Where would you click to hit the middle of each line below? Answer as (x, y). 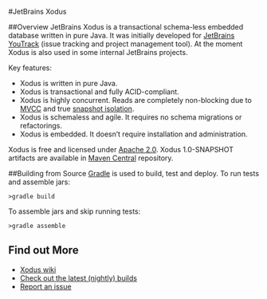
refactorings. (41, 126)
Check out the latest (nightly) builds (79, 277)
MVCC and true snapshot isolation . (77, 108)
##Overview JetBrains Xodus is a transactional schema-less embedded (126, 27)
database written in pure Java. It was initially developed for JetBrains (122, 35)
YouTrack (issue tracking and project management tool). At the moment (126, 44)
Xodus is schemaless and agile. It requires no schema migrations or (131, 117)
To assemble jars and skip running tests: (75, 211)
